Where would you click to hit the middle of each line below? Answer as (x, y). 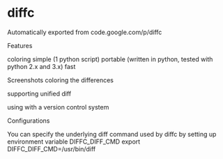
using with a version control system (58, 107)
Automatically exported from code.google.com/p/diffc (85, 32)
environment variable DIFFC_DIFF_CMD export (74, 142)
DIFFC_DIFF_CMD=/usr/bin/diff (52, 149)
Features (20, 45)
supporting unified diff (39, 93)
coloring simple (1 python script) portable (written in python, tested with (110, 59)
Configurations (29, 121)
